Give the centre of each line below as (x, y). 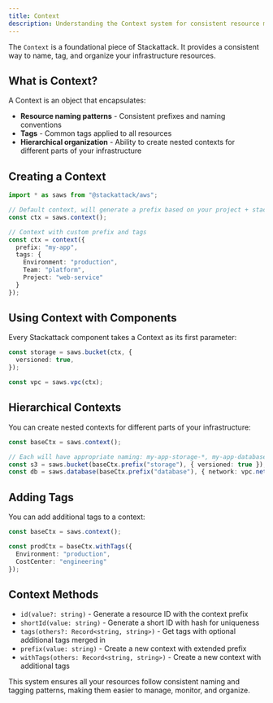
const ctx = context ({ (47, 240)
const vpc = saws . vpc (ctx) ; (56, 382)
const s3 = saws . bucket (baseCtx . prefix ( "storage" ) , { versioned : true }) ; (138, 465)
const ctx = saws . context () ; (58, 217)
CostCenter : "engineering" (61, 561)
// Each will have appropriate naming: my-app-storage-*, (108, 456)
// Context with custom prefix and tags (78, 232)
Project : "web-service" (63, 277)
